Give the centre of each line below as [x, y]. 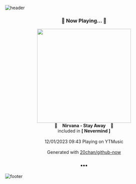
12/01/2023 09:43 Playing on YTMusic [84, 142]
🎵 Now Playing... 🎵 [84, 21]
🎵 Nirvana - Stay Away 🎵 [84, 126]
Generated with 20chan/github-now [84, 152]
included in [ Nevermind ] [84, 131]
